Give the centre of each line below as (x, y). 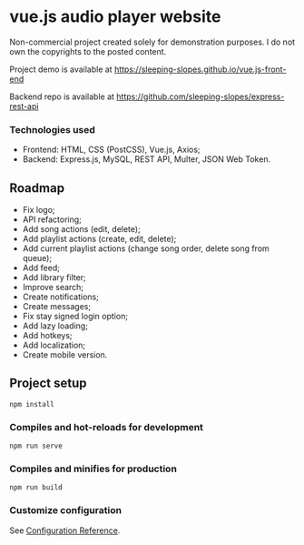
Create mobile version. (65, 355)
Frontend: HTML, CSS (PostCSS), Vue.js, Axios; (112, 150)
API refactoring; (52, 219)
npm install (32, 404)
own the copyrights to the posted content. (88, 51)
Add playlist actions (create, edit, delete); (99, 239)
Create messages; (57, 307)
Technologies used (52, 129)
